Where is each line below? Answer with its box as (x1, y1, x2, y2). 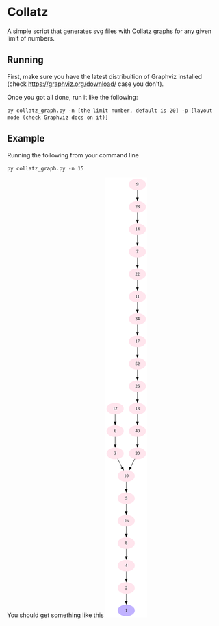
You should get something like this (7, 611, 104, 619)
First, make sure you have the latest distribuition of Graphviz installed (7, 72, 203, 80)
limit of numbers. (7, 34, 55, 42)
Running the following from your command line (7, 150, 139, 159)
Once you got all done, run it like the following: (7, 93, 138, 101)
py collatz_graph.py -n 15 (7, 165, 84, 172)
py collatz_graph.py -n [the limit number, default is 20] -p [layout (7, 107, 213, 114)
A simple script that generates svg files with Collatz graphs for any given (7, 27, 212, 35)
